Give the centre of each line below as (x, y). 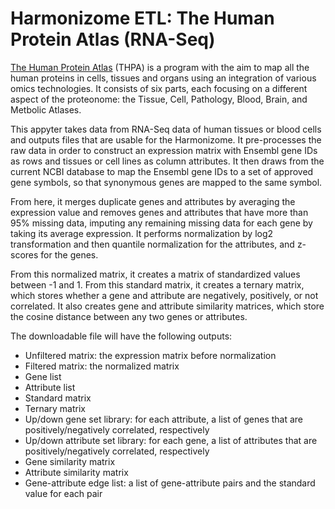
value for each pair (63, 493)
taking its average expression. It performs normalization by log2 (142, 233)
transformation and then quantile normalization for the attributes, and (152, 244)
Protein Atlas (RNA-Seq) (113, 39)
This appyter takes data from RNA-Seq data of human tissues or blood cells (166, 129)
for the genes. (69, 254)
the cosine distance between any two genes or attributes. (129, 316)
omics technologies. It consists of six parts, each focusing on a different (159, 88)
